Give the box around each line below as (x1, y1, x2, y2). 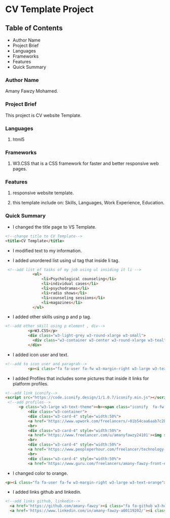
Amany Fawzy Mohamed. (5, 88, 58, 94)
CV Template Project (5, 4, 94, 15)
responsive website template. (12, 190, 74, 196)
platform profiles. (12, 380, 49, 386)
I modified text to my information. (12, 247, 82, 253)
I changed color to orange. (12, 470, 68, 476)
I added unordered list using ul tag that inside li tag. (12, 257, 120, 264)
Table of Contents (5, 24, 63, 32)
